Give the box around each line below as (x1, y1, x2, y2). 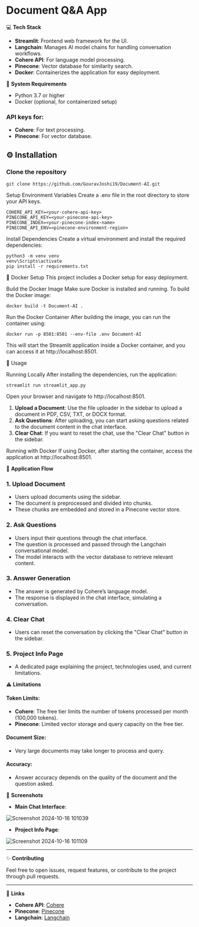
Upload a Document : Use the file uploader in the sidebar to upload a (14, 404, 182, 411)
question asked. (14, 781, 54, 788)
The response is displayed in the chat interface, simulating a (14, 594, 162, 601)
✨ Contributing (6, 855, 44, 862)
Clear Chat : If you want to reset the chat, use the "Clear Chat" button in (14, 429, 190, 437)
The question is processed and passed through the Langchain (14, 540, 166, 547)
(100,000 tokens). (14, 714, 58, 721)
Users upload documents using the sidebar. (14, 493, 121, 501)
